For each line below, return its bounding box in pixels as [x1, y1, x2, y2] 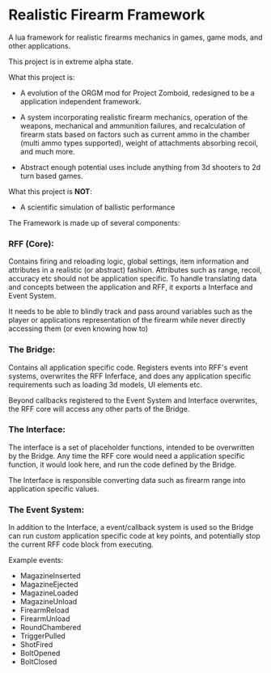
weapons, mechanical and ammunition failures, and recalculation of [19, 121, 246, 130]
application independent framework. [19, 96, 142, 106]
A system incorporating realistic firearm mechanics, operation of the [19, 112, 248, 122]
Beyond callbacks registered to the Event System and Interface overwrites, [8, 395, 258, 405]
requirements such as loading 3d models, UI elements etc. [8, 379, 202, 389]
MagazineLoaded [19, 588, 78, 598]
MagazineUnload [19, 597, 78, 607]
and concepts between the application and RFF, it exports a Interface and [8, 282, 253, 292]
